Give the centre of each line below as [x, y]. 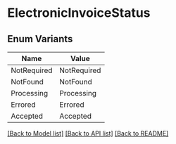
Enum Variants [40, 39]
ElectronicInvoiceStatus [79, 13]
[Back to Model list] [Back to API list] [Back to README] [88, 133]
